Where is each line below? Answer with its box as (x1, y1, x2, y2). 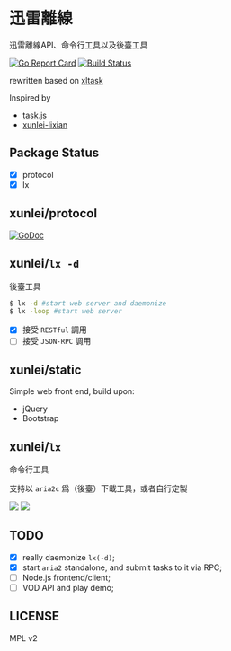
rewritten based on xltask (9, 75, 103, 85)
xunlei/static (9, 362, 82, 377)
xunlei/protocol (9, 206, 97, 221)
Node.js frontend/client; (22, 572, 111, 583)
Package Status (9, 145, 100, 161)
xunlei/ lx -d (9, 256, 80, 271)
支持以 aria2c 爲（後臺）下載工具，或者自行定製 (9, 483, 188, 494)
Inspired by (9, 92, 51, 103)
